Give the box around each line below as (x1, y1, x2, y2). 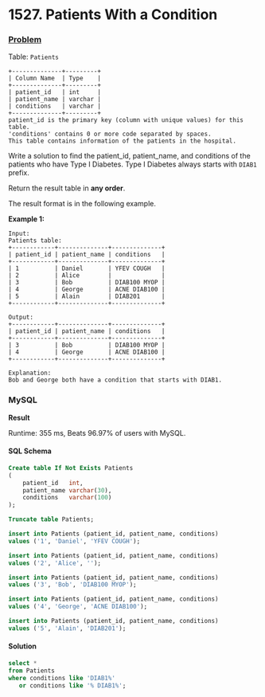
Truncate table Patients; (8, 515, 94, 523)
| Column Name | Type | (8, 74, 102, 83)
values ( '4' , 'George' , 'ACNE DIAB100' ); (8, 603, 148, 611)
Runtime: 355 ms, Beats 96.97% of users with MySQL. (8, 428, 186, 437)
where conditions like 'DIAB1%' (8, 674, 115, 682)
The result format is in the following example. (8, 199, 157, 209)
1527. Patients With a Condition (8, 6, 218, 24)
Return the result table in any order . (8, 183, 126, 193)
